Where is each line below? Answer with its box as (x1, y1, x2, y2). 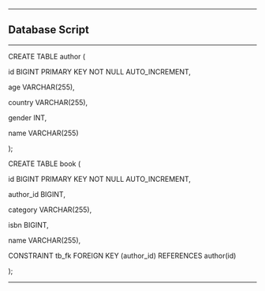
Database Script (8, 23, 89, 36)
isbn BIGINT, (8, 220, 49, 229)
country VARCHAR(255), (8, 97, 88, 107)
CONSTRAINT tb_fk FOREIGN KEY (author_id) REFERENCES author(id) (8, 251, 237, 260)
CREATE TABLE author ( (8, 51, 86, 61)
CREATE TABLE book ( (8, 159, 81, 168)
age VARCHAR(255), (8, 82, 75, 92)
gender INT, (8, 112, 47, 123)
